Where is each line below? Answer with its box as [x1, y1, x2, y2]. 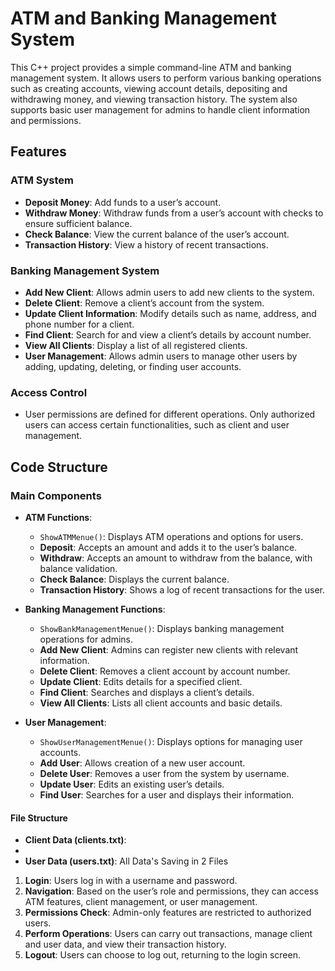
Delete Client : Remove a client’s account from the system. [24, 297, 265, 309]
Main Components [10, 488, 102, 502]
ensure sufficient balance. [24, 217, 133, 229]
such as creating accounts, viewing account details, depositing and [10, 82, 288, 94]
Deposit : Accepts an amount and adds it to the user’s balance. [39, 541, 298, 553]
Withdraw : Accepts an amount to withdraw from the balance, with [39, 552, 313, 564]
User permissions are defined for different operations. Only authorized [24, 408, 316, 421]
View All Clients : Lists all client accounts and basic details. [39, 697, 283, 709]
